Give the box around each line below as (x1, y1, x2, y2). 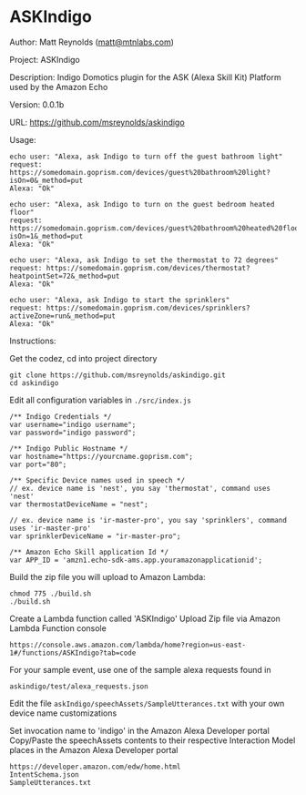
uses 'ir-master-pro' (9, 524, 92, 533)
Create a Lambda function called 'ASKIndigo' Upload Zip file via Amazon (9, 613, 280, 624)
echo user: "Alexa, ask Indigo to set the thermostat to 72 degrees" (9, 255, 280, 265)
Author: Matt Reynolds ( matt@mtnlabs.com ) (9, 36, 175, 47)
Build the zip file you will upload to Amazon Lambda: (9, 571, 207, 582)
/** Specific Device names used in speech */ (9, 475, 185, 484)
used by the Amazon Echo (9, 81, 108, 92)
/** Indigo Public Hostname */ (9, 443, 128, 453)
